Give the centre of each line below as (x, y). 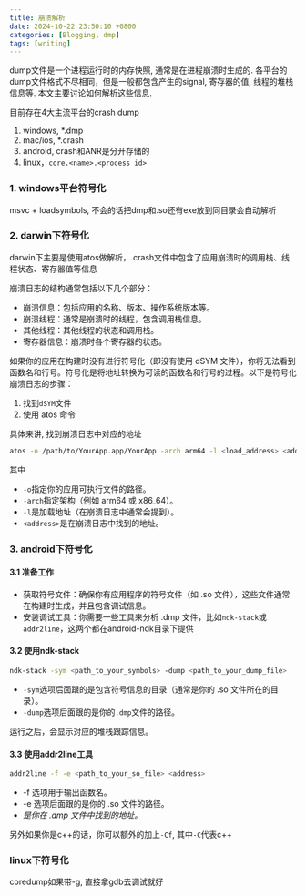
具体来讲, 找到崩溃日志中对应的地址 (76, 433)
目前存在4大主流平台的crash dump (74, 112)
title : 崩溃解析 (37, 18)
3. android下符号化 (51, 549)
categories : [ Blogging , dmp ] (65, 35)
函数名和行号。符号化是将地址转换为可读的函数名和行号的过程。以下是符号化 (153, 372)
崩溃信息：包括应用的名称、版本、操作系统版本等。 (118, 307)
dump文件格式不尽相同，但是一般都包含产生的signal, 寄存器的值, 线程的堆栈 (152, 82)
